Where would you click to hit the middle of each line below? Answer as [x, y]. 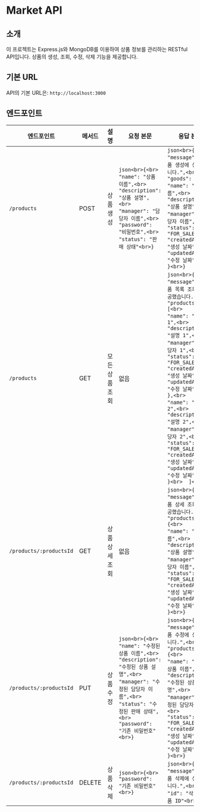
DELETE [90, 782]
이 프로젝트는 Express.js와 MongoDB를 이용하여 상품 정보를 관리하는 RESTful [97, 49]
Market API [34, 10]
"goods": [179, 178]
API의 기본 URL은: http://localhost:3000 [56, 92]
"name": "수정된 [140, 646]
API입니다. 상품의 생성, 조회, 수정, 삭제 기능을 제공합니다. [72, 57]
